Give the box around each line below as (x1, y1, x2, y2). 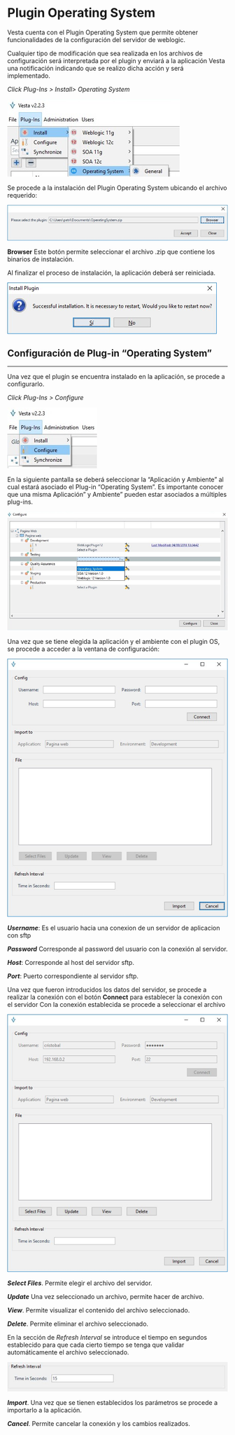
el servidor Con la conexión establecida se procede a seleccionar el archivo (7, 1000, 226, 1008)
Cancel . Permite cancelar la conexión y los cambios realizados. (7, 1420, 190, 1428)
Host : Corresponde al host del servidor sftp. (7, 958, 135, 966)
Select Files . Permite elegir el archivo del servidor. (7, 1279, 152, 1287)
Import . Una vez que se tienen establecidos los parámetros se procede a (7, 1399, 218, 1407)
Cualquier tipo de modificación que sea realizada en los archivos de (7, 49, 203, 57)
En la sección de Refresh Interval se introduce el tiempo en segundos (7, 1333, 208, 1341)
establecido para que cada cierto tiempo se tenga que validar (7, 1340, 185, 1349)
